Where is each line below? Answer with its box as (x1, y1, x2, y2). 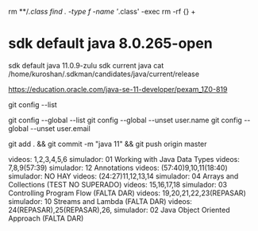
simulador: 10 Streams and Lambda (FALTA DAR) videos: (8, 196, 193, 206)
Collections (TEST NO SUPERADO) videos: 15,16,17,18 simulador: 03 (8, 179, 228, 189)
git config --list (8, 99, 57, 110)
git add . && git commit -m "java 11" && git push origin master (8, 139, 208, 148)
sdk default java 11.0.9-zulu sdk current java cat (8, 60, 164, 70)
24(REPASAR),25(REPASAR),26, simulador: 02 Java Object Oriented (8, 205, 230, 214)
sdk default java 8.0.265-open (8, 35, 213, 52)
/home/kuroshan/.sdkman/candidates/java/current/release (8, 69, 200, 79)
